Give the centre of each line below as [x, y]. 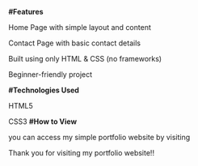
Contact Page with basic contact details [75, 43]
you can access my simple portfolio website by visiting [99, 137]
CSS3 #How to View [43, 121]
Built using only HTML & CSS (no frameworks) [85, 59]
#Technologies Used [44, 90]
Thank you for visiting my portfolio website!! [82, 153]
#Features [26, 12]
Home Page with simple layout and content [80, 27]
